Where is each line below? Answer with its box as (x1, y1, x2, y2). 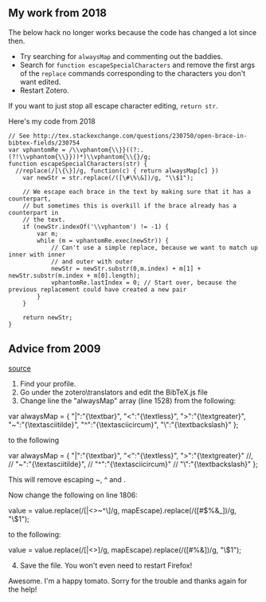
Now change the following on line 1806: (8, 490, 138, 500)
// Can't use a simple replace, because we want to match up (50, 244, 259, 251)
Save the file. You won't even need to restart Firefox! (19, 560, 193, 570)
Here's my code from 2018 (8, 116, 96, 126)
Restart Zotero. (19, 85, 69, 95)
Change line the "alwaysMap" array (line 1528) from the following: (19, 395, 237, 406)
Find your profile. (19, 378, 76, 388)
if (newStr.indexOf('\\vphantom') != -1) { (22, 223, 170, 231)
